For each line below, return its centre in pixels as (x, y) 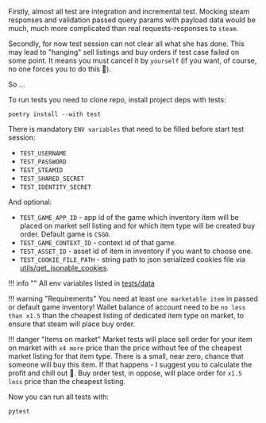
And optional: (30, 202)
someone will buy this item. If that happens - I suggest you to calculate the (130, 365)
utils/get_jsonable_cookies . (64, 268)
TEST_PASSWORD (43, 162)
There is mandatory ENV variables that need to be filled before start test (126, 129)
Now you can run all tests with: (59, 397)
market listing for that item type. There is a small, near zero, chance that (126, 356)
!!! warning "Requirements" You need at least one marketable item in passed (133, 298)
